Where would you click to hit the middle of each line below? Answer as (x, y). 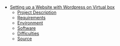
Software (26, 28)
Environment (30, 23)
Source (24, 39)
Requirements (31, 18)
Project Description (37, 12)
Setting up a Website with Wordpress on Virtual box (62, 7)
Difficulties (28, 33)
